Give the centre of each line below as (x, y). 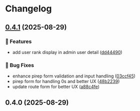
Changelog (28, 9)
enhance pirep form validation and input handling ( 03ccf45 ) (74, 76)
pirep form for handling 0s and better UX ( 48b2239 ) (66, 81)
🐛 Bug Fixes (19, 65)
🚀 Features (18, 41)
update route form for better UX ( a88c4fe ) (56, 87)
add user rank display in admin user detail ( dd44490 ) (67, 52)
